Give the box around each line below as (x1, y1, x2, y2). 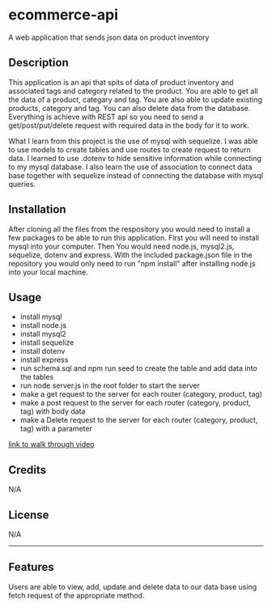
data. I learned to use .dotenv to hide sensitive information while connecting (8, 153, 261, 163)
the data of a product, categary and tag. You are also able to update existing (8, 95, 263, 104)
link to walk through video (8, 440, 95, 449)
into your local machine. (8, 267, 89, 277)
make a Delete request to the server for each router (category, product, (19, 415, 258, 425)
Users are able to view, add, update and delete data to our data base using (8, 581, 257, 592)
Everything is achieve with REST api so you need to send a (8, 112, 204, 121)
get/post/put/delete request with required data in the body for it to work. (8, 120, 249, 130)
